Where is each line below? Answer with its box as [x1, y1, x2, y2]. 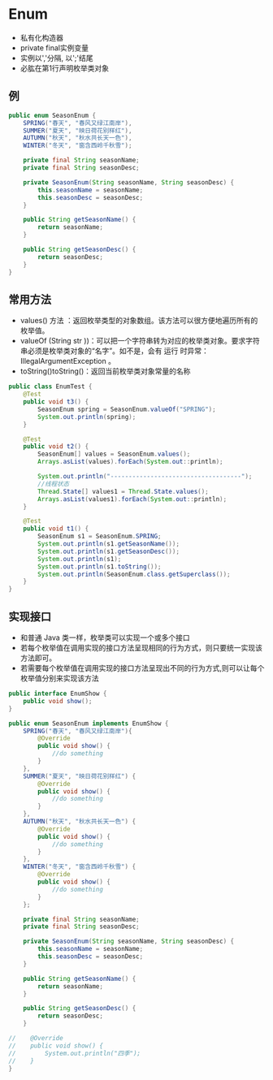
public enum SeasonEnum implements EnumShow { [8, 719, 169, 728]
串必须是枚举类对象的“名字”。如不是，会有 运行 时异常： [19, 346, 210, 356]
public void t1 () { [23, 525, 89, 533]
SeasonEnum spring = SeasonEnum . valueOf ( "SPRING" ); [37, 405, 217, 413]
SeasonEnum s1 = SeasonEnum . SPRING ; [37, 533, 162, 541]
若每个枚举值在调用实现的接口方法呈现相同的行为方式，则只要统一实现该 [19, 643, 262, 652]
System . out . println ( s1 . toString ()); [37, 562, 162, 571]
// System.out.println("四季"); [8, 1049, 141, 1057]
